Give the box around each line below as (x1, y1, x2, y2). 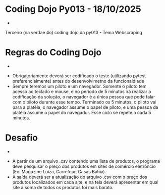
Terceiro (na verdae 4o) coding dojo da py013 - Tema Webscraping (5, 29, 143, 35)
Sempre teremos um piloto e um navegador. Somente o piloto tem (12, 83, 147, 89)
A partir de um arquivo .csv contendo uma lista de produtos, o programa (12, 158, 160, 164)
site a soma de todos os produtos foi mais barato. (12, 184, 114, 190)
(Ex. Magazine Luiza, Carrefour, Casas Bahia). (12, 168, 107, 174)
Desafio (5, 132, 38, 144)
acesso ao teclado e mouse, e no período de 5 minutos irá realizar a (12, 88, 151, 95)
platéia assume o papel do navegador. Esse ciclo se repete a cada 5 (12, 109, 151, 115)
